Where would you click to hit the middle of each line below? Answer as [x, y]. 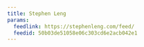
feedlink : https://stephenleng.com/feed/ [74, 26]
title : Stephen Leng [37, 13]
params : [18, 20]
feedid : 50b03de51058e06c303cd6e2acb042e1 [75, 33]
